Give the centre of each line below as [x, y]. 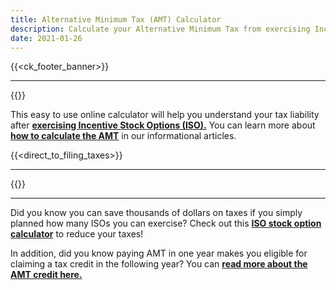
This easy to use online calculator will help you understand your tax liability [165, 115]
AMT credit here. [46, 275]
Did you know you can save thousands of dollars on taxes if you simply [156, 213]
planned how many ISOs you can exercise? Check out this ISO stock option [166, 223]
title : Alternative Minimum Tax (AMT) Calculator [116, 19]
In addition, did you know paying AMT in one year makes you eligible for [159, 253]
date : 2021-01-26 [46, 38]
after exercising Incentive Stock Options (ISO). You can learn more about [163, 125]
